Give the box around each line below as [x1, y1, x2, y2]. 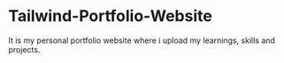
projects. [8, 44, 41, 54]
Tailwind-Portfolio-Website [8, 6, 213, 26]
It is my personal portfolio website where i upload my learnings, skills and [8, 35, 276, 45]
